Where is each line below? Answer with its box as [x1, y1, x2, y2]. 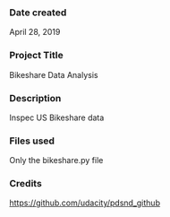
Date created [9, 6, 67, 19]
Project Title [9, 49, 64, 62]
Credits [9, 178, 42, 190]
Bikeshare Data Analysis [9, 69, 98, 80]
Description [9, 91, 62, 104]
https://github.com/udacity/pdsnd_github [9, 197, 161, 208]
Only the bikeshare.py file [9, 155, 104, 166]
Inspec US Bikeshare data [9, 112, 105, 123]
